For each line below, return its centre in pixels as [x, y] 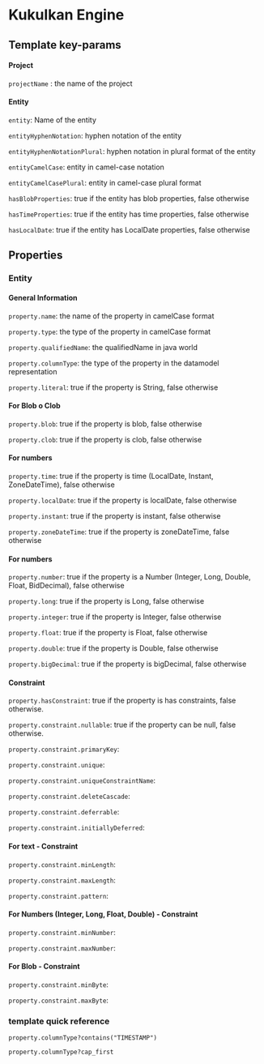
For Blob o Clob [34, 406]
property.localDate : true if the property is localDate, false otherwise [123, 500]
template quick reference [59, 1021]
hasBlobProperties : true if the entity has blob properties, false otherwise [129, 198]
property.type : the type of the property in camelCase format [110, 331]
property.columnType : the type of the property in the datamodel [114, 363]
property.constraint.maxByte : [59, 1000]
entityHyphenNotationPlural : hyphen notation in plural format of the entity [132, 151]
